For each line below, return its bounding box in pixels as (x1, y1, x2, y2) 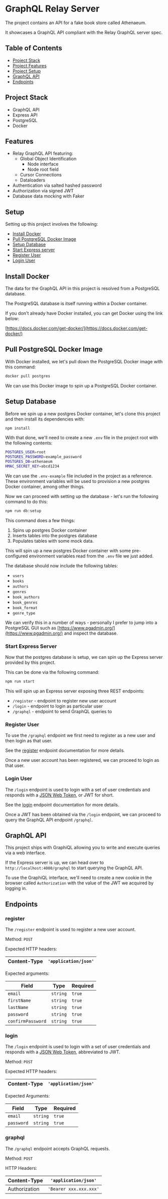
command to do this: (5, 498, 48, 505)
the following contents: (5, 440, 53, 446)
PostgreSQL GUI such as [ (5, 625, 59, 631)
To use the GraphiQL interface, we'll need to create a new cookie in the (5, 875, 152, 881)
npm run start (5, 679, 35, 684)
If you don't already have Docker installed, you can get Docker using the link (5, 310, 163, 316)
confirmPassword (8, 1019, 47, 1024)
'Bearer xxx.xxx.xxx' (47, 1186, 99, 1191)
